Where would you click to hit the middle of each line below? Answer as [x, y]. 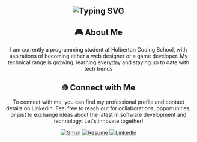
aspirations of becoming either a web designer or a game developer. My [98, 56]
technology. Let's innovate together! [98, 121]
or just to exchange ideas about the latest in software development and [98, 115]
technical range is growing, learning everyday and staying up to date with [98, 62]
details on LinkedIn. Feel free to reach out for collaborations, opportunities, [98, 108]
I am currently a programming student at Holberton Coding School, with [98, 50]
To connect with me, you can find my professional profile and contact [98, 102]
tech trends [98, 69]
